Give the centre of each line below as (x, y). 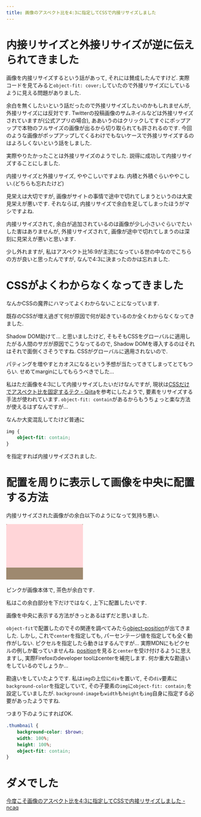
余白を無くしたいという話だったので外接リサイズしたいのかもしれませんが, (99, 105)
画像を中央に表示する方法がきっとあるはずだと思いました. (78, 616)
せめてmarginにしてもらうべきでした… (67, 371)
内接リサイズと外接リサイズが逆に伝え (100, 45)
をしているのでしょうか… (37, 666)
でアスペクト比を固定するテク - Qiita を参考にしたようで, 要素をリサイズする (100, 391)
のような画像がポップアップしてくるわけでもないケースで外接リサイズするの (100, 135)
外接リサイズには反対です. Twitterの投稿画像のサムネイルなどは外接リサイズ (100, 113)
